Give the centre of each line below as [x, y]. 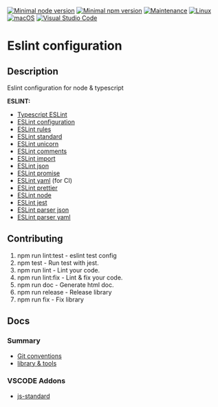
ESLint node [34, 195]
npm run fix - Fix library [51, 299]
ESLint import [36, 158]
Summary [24, 341]
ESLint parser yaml [44, 217]
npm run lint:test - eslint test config [67, 255]
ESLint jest [32, 202]
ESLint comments [42, 151]
